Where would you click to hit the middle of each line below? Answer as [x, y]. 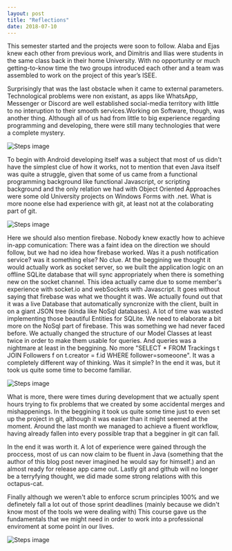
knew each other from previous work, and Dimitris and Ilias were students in [115, 53]
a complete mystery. [36, 133]
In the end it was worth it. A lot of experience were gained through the [107, 447]
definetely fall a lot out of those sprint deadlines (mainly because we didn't [113, 505]
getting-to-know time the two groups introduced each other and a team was [116, 68]
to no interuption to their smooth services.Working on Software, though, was [116, 111]
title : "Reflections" [38, 20]
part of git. [22, 211]
